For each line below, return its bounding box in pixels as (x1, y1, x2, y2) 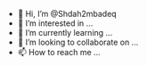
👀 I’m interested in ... (17, 18, 94, 29)
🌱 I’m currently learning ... (17, 28, 113, 37)
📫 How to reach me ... (17, 47, 101, 57)
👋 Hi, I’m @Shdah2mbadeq (17, 9, 118, 19)
